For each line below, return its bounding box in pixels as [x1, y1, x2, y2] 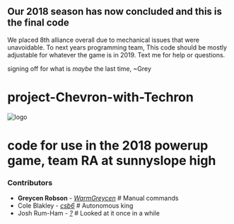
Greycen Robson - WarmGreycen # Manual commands [17, 194, 179, 203]
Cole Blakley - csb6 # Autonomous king [17, 201, 134, 210]
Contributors [7, 177, 53, 187]
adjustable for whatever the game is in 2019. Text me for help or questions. [7, 50, 226, 59]
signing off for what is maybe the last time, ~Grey [7, 64, 152, 73]
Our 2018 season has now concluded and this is [7, 6, 223, 18]
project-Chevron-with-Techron [7, 89, 194, 105]
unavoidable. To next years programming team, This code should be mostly [7, 43, 228, 52]
